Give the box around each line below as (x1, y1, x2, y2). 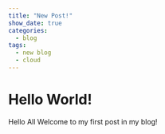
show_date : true (8, 19, 62, 27)
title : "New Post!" (8, 11, 73, 20)
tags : (8, 41, 26, 49)
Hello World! (8, 91, 92, 108)
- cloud (15, 57, 41, 65)
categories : (8, 26, 48, 34)
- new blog (15, 49, 52, 57)
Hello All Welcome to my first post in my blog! (8, 116, 158, 126)
